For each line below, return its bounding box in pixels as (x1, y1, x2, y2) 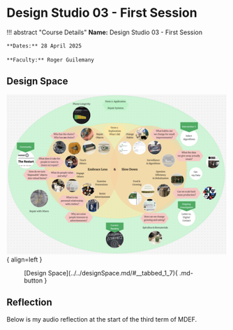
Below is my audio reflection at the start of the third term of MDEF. (6, 315, 197, 323)
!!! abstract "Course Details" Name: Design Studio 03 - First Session (6, 28, 203, 36)
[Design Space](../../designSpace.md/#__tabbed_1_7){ (24, 268, 179, 277)
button (24, 276, 43, 285)
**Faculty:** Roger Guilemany (6, 56, 95, 64)
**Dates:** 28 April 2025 (6, 42, 82, 50)
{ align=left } (6, 255, 43, 264)
